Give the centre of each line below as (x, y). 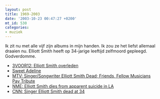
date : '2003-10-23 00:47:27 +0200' (41, 18)
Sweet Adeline (26, 71)
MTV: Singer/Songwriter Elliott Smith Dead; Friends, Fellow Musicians (81, 76)
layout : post (18, 9)
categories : (17, 28)
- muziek (14, 32)
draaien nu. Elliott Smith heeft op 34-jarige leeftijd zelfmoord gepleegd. (76, 51)
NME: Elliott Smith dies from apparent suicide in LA (63, 86)
